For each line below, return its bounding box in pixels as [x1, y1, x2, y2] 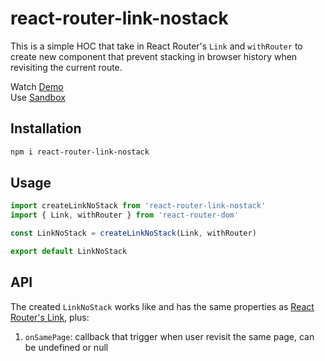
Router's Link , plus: [10, 311, 90, 323]
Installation [10, 120, 82, 137]
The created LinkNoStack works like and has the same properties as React [10, 300, 315, 312]
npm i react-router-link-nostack [10, 147, 150, 157]
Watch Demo [10, 80, 64, 92]
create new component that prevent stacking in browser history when [10, 50, 298, 62]
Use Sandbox [10, 91, 66, 103]
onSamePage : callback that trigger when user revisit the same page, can [24, 330, 315, 342]
